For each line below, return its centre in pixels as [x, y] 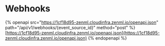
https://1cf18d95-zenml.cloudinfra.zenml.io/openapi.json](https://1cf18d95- [83, 33]
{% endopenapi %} [108, 38]
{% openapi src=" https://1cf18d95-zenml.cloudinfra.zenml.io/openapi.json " [82, 22]
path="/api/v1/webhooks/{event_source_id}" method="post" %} [70, 27]
